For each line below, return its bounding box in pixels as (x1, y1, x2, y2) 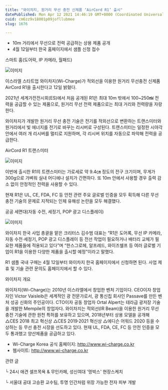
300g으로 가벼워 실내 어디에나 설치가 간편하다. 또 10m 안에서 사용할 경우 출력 (5, 175, 156, 181)
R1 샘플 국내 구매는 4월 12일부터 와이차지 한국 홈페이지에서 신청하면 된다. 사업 (5, 259, 157, 265)
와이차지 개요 (5, 276, 31, 282)
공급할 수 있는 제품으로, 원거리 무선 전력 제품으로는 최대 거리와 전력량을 (14, 101, 153, 107)
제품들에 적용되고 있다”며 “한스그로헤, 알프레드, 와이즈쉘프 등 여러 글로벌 (14, 242, 156, 248)
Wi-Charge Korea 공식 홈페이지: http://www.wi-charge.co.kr (12, 341, 135, 347)
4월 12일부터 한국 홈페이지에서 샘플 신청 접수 (12, 46, 100, 52)
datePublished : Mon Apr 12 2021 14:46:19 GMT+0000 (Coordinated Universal (5, 12, 164, 17)
